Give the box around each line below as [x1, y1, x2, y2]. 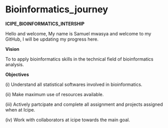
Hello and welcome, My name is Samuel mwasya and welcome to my [5, 30, 152, 36]
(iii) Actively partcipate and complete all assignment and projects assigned [5, 101, 163, 107]
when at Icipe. [5, 106, 35, 113]
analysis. [5, 61, 24, 67]
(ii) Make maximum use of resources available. [5, 91, 104, 97]
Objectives [5, 71, 29, 78]
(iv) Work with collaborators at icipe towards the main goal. [5, 117, 130, 123]
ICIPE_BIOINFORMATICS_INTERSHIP [5, 21, 85, 27]
